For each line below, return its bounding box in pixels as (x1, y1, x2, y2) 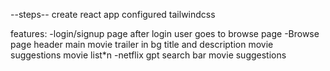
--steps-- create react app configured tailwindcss (10, 9, 216, 20)
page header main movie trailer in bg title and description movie (10, 39, 274, 50)
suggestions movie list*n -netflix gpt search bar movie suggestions (10, 49, 287, 61)
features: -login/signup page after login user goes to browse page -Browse (10, 28, 320, 39)
